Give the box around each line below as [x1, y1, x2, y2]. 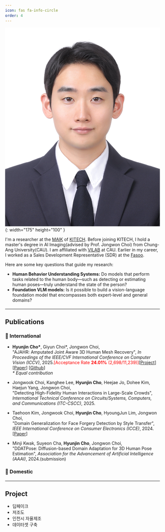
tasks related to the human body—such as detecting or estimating [12, 277, 146, 282]
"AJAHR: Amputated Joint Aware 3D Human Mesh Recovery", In [12, 349, 141, 355]
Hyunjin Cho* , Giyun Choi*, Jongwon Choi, [12, 344, 100, 350]
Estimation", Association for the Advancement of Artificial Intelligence [12, 450, 154, 456]
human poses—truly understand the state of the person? [12, 281, 127, 287]
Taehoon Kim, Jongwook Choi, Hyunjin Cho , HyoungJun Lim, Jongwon [12, 410, 157, 416]
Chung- [144, 242, 160, 248]
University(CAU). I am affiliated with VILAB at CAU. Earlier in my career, [14, 247, 159, 253]
